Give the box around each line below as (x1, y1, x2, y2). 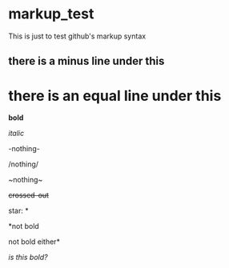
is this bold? (8, 253, 48, 262)
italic (8, 129, 25, 138)
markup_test (8, 5, 94, 23)
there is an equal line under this (8, 86, 222, 105)
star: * (8, 206, 30, 216)
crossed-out (8, 190, 50, 200)
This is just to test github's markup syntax (8, 31, 147, 41)
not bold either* (8, 237, 60, 246)
